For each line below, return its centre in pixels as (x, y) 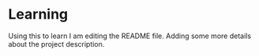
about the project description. (56, 44)
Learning (38, 14)
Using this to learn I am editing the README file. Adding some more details (129, 36)
